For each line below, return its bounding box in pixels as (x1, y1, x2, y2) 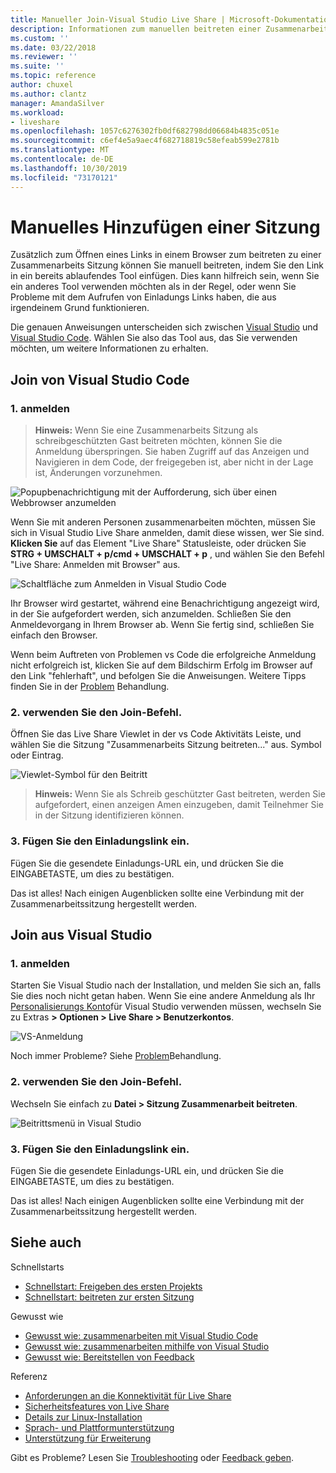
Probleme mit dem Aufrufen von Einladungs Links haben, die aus (10, 291, 277, 303)
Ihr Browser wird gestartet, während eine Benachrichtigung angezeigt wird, (10, 597, 320, 610)
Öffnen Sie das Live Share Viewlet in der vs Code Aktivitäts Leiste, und (10, 728, 302, 740)
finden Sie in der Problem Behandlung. (10, 681, 170, 693)
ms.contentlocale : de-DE (10, 154, 114, 164)
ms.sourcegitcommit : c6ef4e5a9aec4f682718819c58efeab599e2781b (10, 136, 280, 146)
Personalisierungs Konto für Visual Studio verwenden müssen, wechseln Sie (10, 1001, 322, 1013)
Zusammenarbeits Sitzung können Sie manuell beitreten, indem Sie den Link (10, 259, 325, 271)
